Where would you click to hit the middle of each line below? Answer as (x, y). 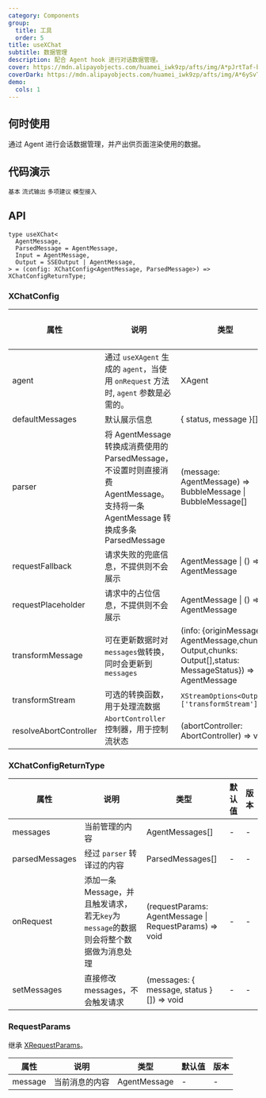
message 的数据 (110, 928)
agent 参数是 (140, 393)
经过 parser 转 (110, 853)
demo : (17, 82)
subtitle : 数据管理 (38, 52)
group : (19, 23)
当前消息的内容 (82, 1082)
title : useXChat (35, 45)
